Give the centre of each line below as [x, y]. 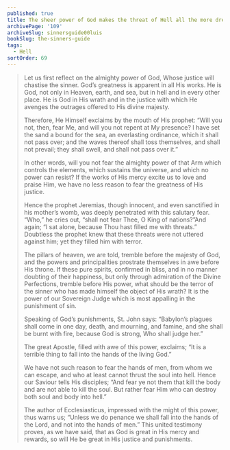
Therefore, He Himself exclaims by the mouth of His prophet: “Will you [123, 120]
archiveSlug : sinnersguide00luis [55, 33]
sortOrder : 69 [27, 58]
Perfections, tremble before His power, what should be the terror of [119, 284]
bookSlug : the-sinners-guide [49, 39]
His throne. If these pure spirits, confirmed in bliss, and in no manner [120, 269]
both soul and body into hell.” [65, 396]
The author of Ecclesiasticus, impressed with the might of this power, [122, 410]
